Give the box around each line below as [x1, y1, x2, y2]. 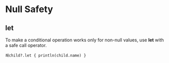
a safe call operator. [5, 42, 47, 48]
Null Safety [5, 4, 53, 15]
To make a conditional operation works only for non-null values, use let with [5, 37, 164, 43]
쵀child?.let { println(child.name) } [5, 53, 86, 58]
